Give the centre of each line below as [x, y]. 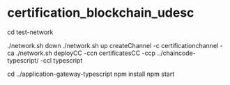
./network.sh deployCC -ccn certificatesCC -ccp [85, 53]
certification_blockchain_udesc [101, 13]
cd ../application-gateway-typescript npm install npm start [91, 74]
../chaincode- [176, 53]
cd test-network [30, 32]
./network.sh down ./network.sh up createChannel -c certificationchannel [113, 45]
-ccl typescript [61, 60]
